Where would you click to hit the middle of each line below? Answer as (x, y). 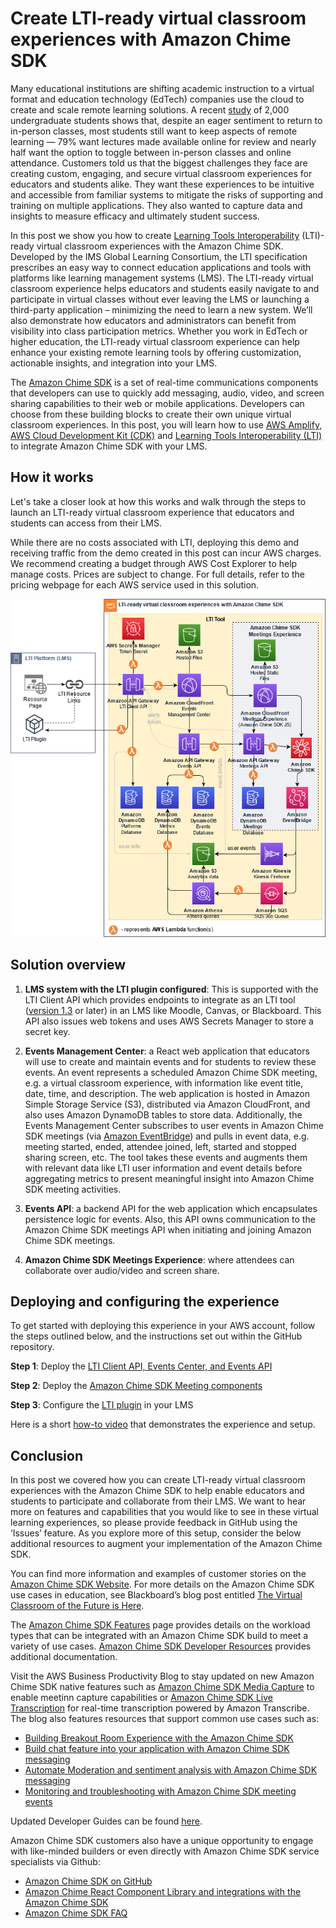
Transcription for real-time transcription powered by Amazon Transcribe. (160, 1708)
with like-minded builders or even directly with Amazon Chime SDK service (165, 1851)
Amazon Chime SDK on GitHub (88, 1881)
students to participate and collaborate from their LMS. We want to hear (158, 1501)
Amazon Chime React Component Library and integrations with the (163, 1892)
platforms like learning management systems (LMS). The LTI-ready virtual (162, 278)
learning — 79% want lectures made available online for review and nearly (163, 141)
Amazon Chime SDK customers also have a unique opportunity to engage (162, 1841)
